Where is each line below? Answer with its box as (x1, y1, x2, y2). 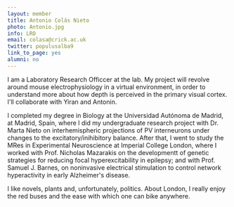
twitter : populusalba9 (7, 43, 74, 50)
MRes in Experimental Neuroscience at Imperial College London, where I (7, 141, 217, 149)
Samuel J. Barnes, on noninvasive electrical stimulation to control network (7, 163, 221, 172)
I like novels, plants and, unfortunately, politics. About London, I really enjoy (7, 184, 226, 193)
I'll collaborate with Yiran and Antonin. (7, 98, 117, 106)
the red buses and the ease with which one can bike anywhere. (7, 192, 190, 200)
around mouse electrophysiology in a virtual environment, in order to (7, 82, 206, 91)
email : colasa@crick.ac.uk (7, 36, 86, 44)
